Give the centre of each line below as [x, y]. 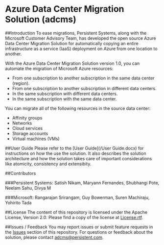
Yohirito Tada [18, 202]
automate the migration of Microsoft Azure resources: [59, 68]
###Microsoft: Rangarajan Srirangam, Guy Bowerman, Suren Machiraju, [77, 197]
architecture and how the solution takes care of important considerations [79, 158]
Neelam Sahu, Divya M [28, 188]
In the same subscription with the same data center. [64, 98]
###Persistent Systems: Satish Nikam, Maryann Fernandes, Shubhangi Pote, [82, 183]
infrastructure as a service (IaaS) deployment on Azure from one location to [81, 49]
